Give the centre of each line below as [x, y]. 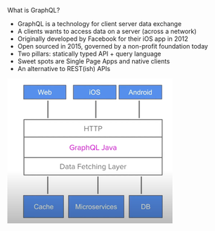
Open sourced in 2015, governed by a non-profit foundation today [113, 46]
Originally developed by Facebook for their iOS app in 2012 [103, 39]
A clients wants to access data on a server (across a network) [107, 31]
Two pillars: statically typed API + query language [89, 54]
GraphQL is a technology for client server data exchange [99, 24]
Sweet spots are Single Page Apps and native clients [93, 61]
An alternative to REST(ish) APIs [64, 69]
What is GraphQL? [34, 10]
